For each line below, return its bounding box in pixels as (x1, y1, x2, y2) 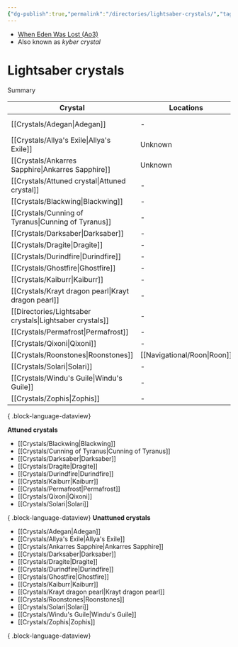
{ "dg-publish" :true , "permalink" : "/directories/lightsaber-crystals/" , (7, 10, 220, 18)
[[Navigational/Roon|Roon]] (140, 349, 232, 359)
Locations (169, 102, 204, 112)
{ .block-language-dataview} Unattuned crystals (7, 513, 151, 522)
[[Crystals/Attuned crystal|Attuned (11, 175, 126, 185)
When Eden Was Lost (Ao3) (17, 30, 99, 38)
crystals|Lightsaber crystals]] (11, 315, 109, 325)
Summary (7, 86, 36, 94)
